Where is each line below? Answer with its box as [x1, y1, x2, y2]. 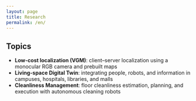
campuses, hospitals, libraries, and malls [14, 76, 113, 83]
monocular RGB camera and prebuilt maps [14, 63, 117, 70]
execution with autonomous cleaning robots [14, 88, 121, 95]
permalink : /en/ [6, 19, 46, 25]
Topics [6, 41, 32, 51]
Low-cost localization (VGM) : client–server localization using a [14, 57, 168, 64]
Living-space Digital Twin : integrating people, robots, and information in [14, 69, 191, 76]
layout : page [6, 8, 38, 15]
